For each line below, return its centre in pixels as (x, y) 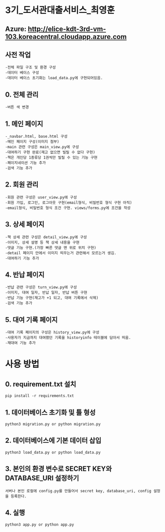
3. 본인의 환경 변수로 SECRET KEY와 (59, 469)
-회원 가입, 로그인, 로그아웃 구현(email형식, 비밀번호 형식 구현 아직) (69, 203)
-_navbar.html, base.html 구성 (36, 137)
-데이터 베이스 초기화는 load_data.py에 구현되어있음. (54, 78)
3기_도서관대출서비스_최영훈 (60, 10)
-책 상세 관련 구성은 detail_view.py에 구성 (46, 237)
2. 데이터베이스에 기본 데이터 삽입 (53, 441)
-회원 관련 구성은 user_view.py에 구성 (41, 197)
